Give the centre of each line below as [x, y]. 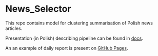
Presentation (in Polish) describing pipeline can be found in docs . [74, 38]
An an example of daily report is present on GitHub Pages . [67, 48]
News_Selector [38, 9]
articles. [14, 28]
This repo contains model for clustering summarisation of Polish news [79, 23]
